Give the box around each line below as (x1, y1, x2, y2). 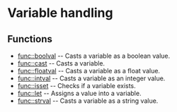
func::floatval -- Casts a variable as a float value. (17, 67, 161, 75)
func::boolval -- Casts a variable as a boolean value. (17, 51, 171, 60)
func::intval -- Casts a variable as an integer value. (17, 74, 166, 82)
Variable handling (7, 5, 113, 21)
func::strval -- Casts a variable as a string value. (17, 97, 159, 105)
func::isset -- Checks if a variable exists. (17, 82, 136, 89)
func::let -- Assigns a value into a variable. (17, 89, 142, 97)
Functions (7, 33, 53, 45)
